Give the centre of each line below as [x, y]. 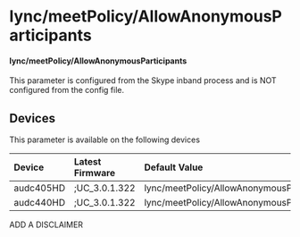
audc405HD [39, 188]
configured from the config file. [67, 90]
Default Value [174, 167]
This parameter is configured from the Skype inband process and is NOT [143, 80]
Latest [87, 162]
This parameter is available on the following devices [105, 140]
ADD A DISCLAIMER [46, 224]
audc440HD [39, 203]
